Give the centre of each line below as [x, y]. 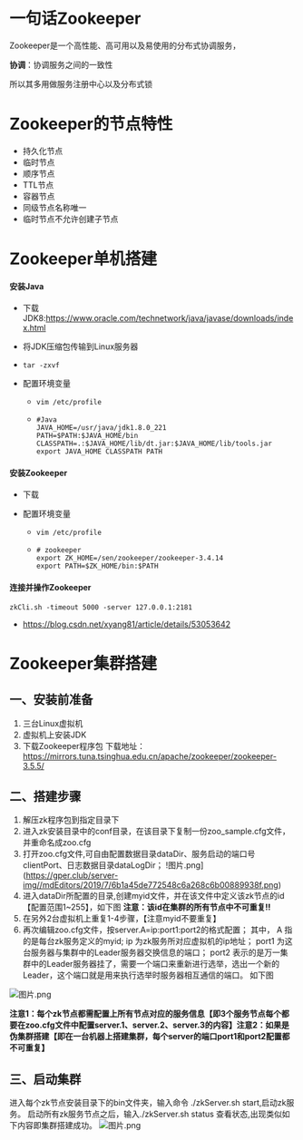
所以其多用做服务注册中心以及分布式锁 [81, 83]
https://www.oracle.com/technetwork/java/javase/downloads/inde [170, 318]
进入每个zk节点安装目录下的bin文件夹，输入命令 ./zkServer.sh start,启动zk [148, 1103]
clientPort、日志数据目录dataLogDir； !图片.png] [113, 865]
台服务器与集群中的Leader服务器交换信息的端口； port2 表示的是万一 [151, 952]
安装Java [27, 286]
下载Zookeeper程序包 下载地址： [84, 745]
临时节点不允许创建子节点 [70, 219]
